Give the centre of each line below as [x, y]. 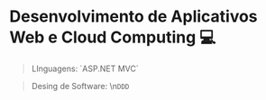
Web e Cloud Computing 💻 [113, 37]
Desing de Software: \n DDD [80, 86]
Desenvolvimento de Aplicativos [134, 17]
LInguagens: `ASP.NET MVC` [85, 68]
